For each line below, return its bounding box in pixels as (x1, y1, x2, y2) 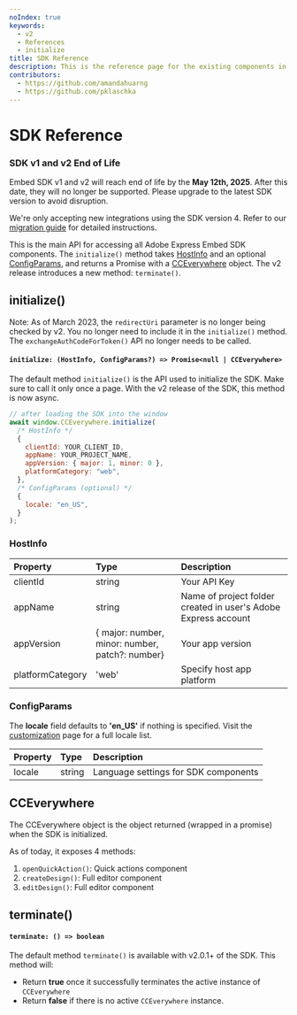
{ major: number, (95, 626, 165, 638)
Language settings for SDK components (92, 765, 259, 778)
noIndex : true (9, 12, 62, 22)
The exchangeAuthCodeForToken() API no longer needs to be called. (9, 335, 252, 346)
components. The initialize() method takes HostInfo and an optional (9, 249, 267, 259)
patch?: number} (95, 648, 165, 660)
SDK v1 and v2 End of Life (9, 157, 121, 169)
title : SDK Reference (9, 54, 89, 63)
